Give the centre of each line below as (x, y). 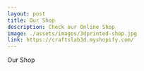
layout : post (26, 14)
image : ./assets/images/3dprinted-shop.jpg (72, 33)
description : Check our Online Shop (61, 27)
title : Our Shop (31, 20)
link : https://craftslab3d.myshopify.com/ (71, 40)
